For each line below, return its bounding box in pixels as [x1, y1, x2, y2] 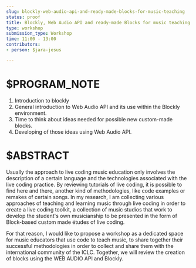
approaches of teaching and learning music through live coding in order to [6, 200, 186, 207]
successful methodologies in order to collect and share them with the [6, 242, 174, 249]
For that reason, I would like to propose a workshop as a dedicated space [6, 230, 184, 237]
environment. [14, 110, 47, 117]
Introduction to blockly [14, 97, 69, 104]
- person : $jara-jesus [6, 47, 62, 53]
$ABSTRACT [6, 148, 69, 162]
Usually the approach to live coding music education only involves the [6, 168, 175, 176]
